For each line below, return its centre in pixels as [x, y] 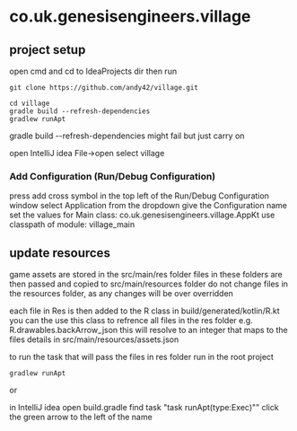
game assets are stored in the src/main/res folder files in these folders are [146, 275]
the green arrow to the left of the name [81, 417]
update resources [60, 253]
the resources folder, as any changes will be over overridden [121, 294]
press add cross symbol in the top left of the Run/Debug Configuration [139, 196]
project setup [48, 50]
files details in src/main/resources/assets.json [94, 339]
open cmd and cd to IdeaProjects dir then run [93, 71]
